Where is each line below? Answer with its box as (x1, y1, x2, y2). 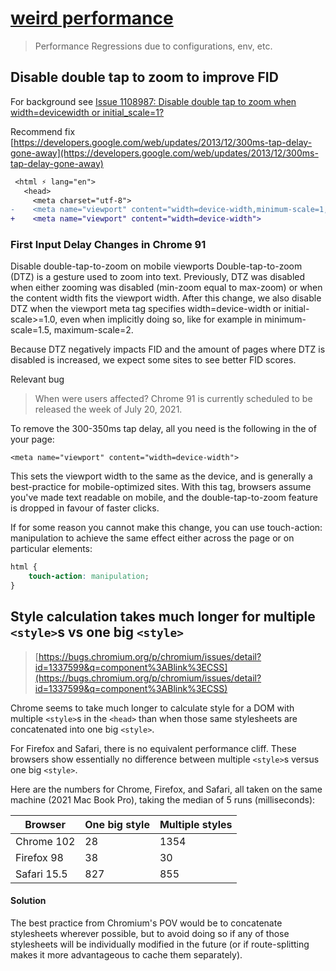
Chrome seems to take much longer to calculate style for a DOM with (10, 702, 295, 714)
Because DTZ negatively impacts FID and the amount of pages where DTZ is (10, 343, 326, 356)
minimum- (264, 313, 307, 326)
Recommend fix (10, 125, 76, 137)
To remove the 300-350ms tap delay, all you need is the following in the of (10, 423, 317, 435)
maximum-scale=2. (53, 324, 134, 336)
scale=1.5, (10, 324, 52, 336)
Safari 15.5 (15, 867, 68, 881)
